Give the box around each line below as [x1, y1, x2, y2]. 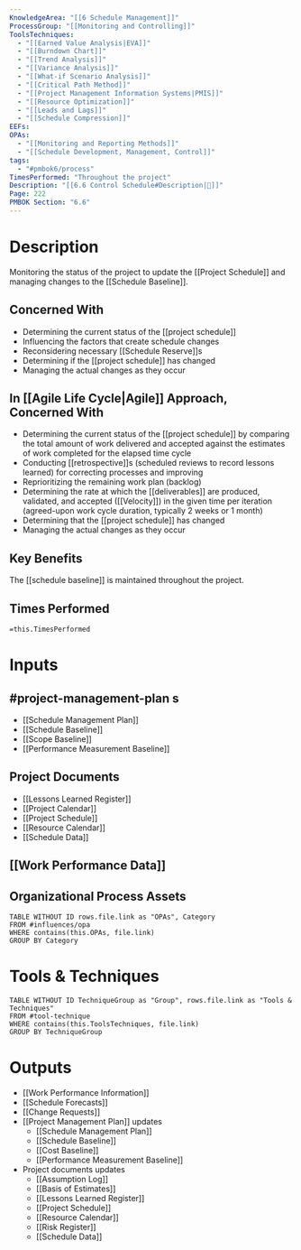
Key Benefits [9, 551, 83, 566]
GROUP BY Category [9, 936, 78, 946]
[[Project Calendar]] [22, 802, 97, 813]
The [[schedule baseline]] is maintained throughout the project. [9, 575, 245, 586]
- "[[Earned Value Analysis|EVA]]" [17, 38, 151, 48]
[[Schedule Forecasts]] [22, 1097, 108, 1107]
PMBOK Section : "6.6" [9, 198, 91, 208]
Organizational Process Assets [9, 888, 187, 903]
